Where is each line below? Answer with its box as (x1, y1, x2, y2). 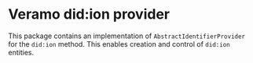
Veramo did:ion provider (8, 5, 170, 23)
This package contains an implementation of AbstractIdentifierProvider (8, 31, 246, 40)
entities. (8, 47, 34, 57)
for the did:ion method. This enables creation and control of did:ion (8, 39, 230, 48)
